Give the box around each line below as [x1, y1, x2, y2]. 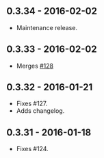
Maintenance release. [16, 23, 78, 31]
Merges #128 [16, 62, 54, 70]
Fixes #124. [16, 145, 49, 153]
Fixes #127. [16, 99, 48, 108]
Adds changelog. [16, 107, 65, 115]
